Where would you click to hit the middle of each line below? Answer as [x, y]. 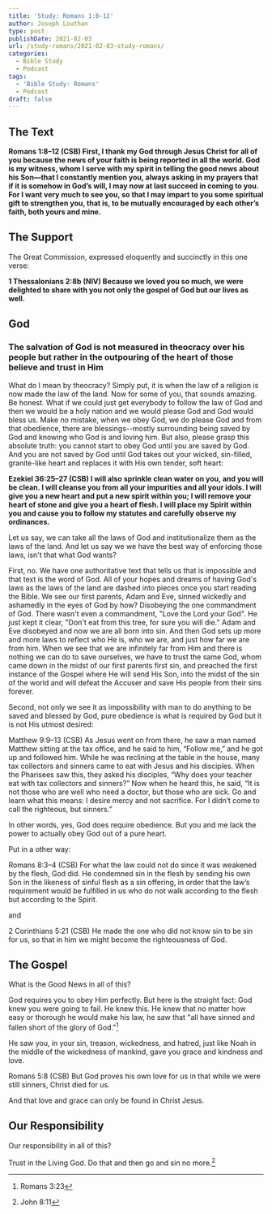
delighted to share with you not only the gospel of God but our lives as [129, 290]
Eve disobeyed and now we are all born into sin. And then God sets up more [135, 631]
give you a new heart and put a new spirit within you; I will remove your [130, 495]
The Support [41, 238]
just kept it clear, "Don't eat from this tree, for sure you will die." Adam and [132, 622]
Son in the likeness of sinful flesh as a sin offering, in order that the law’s [129, 882]
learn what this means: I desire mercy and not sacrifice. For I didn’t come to [134, 800]
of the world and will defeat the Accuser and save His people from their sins [135, 682]
